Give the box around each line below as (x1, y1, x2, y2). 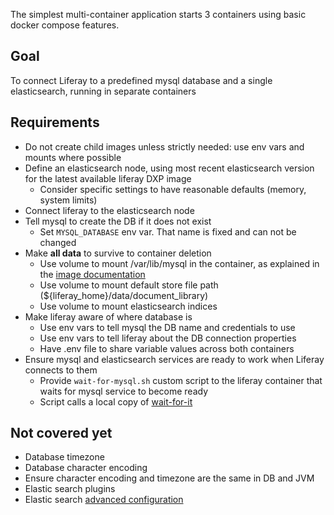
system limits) (39, 194, 98, 206)
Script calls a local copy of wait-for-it (39, 395, 193, 408)
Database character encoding (24, 462, 148, 474)
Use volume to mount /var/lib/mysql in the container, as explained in (39, 257, 320, 269)
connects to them (24, 364, 98, 376)
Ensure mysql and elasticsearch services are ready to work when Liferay (24, 353, 325, 365)
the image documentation (39, 268, 146, 280)
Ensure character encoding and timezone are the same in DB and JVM (24, 472, 315, 484)
